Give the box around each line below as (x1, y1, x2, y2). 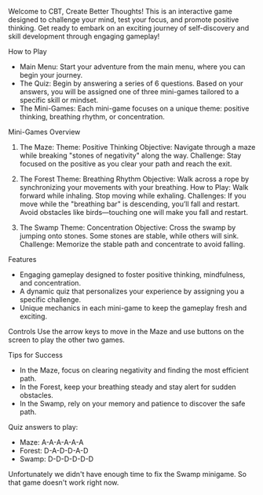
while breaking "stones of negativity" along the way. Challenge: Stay (19, 151, 242, 160)
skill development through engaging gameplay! (8, 31, 160, 41)
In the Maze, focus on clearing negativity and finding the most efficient (19, 366, 249, 375)
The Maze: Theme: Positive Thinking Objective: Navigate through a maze (19, 143, 256, 151)
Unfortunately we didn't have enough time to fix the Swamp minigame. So (8, 470, 247, 479)
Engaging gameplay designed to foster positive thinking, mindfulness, (19, 270, 246, 279)
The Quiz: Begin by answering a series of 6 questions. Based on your (19, 78, 243, 88)
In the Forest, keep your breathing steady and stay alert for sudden (19, 382, 237, 391)
